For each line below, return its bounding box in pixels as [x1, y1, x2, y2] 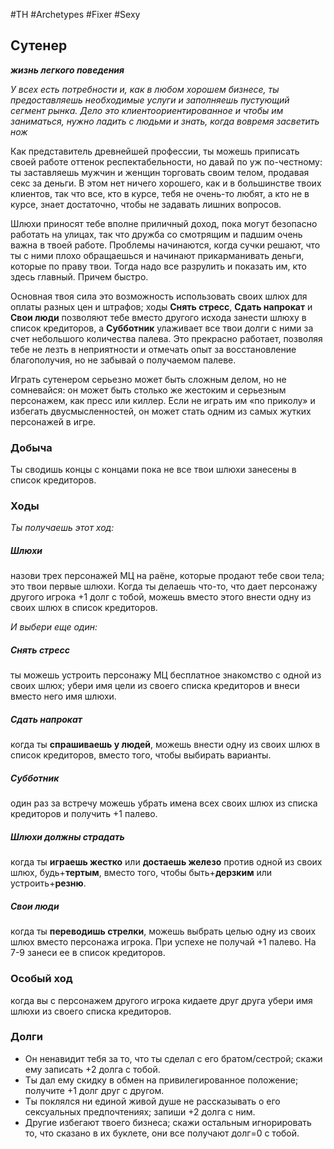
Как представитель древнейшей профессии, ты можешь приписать [10, 145, 300, 157]
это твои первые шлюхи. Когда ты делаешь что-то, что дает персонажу [10, 580, 318, 593]
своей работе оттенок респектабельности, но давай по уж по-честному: [10, 155, 323, 168]
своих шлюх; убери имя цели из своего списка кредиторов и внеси [10, 680, 300, 692]
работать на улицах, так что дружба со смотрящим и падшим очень [10, 228, 303, 240]
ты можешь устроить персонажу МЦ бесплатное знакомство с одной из [10, 669, 322, 681]
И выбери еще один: [10, 621, 98, 633]
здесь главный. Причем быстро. [10, 270, 149, 283]
